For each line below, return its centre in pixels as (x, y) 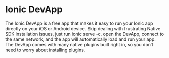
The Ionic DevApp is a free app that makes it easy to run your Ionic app (79, 23)
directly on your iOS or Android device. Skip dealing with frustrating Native (83, 28)
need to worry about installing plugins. (45, 50)
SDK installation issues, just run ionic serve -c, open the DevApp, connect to (85, 34)
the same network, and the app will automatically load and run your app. (80, 39)
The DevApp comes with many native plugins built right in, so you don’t (79, 44)
